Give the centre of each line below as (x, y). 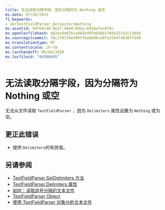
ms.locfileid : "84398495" (32, 57)
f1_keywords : (19, 19)
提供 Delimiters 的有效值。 (40, 148)
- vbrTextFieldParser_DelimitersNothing (48, 24)
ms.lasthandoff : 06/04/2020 (35, 52)
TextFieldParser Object (36, 196)
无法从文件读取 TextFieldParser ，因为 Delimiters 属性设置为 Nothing (78, 111)
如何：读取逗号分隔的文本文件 (43, 190)
